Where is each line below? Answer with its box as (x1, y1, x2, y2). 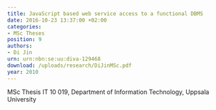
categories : (7, 23, 42, 30)
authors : (7, 42, 33, 49)
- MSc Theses (7, 29, 45, 37)
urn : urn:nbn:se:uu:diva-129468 (7, 56, 101, 63)
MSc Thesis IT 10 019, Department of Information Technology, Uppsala (7, 88, 210, 96)
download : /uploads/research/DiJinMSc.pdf (7, 62, 132, 69)
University (7, 95, 37, 103)
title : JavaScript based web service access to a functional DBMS (7, 10, 203, 17)
